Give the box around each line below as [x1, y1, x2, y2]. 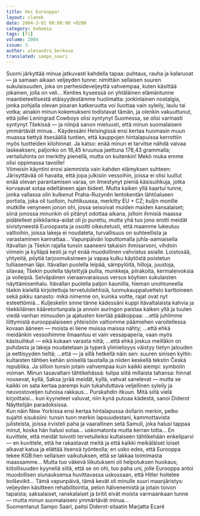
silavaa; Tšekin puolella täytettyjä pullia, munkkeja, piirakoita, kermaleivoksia [6, 267, 194, 274]
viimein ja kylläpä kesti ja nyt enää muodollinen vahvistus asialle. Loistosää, [6, 248, 192, 255]
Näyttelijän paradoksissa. [6, 401, 69, 408]
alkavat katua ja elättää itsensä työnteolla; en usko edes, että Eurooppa [6, 445, 181, 452]
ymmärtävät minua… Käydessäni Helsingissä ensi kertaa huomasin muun [6, 127, 186, 134]
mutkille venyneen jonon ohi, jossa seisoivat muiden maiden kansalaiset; [6, 203, 184, 210]
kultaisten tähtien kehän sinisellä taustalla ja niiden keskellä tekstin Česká [6, 356, 186, 363]
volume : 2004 [6, 37, 39, 43]
